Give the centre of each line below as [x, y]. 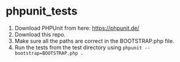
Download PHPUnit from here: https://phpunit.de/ [77, 28]
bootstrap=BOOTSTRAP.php [46, 53]
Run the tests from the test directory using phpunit [78, 47]
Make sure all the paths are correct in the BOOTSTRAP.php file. [94, 41]
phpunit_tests [42, 11]
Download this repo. [40, 34]
